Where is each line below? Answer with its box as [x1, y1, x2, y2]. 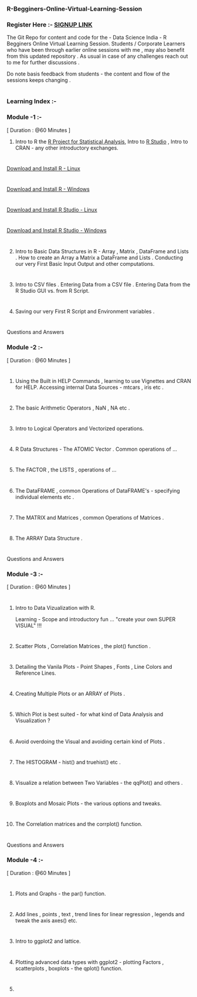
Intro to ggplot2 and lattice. [15, 937, 81, 945]
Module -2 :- [6, 344, 43, 352]
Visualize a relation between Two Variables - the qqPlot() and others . [15, 779, 184, 786]
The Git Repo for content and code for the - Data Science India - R [6, 34, 167, 41]
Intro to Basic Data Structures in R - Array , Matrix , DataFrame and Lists [15, 247, 189, 255]
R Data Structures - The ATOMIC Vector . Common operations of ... [15, 445, 178, 453]
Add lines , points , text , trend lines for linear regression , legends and [15, 911, 185, 918]
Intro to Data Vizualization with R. [15, 604, 96, 611]
